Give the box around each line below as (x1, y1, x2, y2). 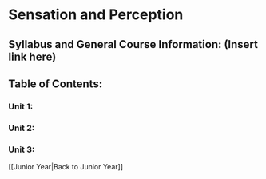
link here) (8, 50, 57, 63)
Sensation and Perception (8, 6, 184, 24)
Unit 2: (8, 122, 35, 133)
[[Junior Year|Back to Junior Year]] (8, 162, 124, 172)
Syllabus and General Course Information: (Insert (8, 38, 258, 51)
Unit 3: (8, 144, 35, 155)
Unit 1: (8, 101, 34, 112)
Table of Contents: (8, 77, 103, 90)
